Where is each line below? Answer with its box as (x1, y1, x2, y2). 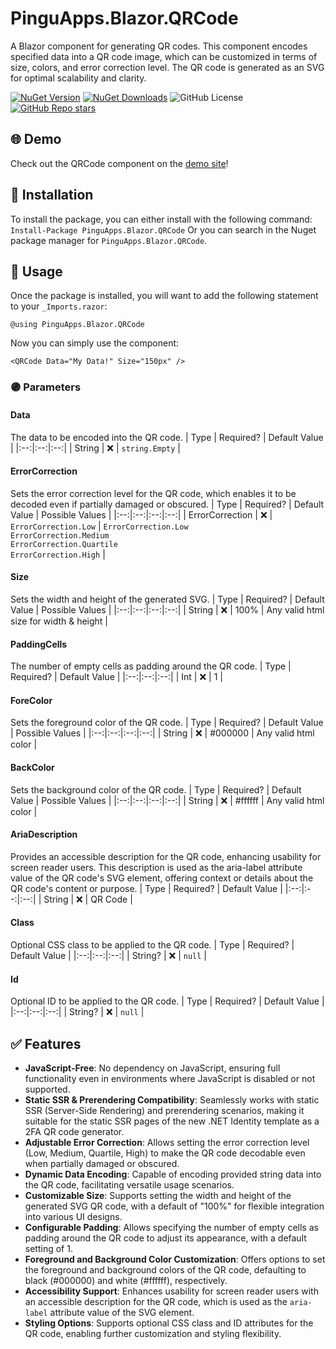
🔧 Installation (10, 187, 94, 204)
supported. (24, 1083, 71, 1095)
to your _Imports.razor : (10, 300, 108, 312)
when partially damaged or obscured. (24, 1157, 180, 1169)
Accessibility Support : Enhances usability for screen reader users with (24, 1285, 319, 1297)
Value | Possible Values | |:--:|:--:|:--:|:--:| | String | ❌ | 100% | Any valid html (10, 603, 325, 616)
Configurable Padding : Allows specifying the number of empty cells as (24, 1221, 319, 1233)
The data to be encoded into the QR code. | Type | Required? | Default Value (10, 431, 324, 443)
